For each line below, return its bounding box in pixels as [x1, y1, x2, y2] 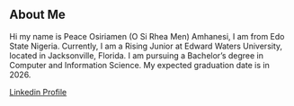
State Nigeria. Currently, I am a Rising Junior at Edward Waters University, [9, 40, 283, 51]
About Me [9, 7, 66, 22]
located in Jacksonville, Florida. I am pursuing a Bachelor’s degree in [9, 49, 263, 61]
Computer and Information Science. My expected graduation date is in [9, 59, 270, 70]
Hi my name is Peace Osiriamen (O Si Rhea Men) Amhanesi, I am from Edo [9, 31, 285, 41]
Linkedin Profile [9, 86, 67, 97]
